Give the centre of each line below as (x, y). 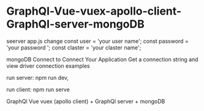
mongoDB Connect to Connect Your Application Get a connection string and (102, 59)
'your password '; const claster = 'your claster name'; (74, 48)
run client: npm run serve (38, 89)
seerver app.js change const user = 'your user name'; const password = (97, 41)
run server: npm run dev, (38, 77)
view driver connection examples (48, 66)
